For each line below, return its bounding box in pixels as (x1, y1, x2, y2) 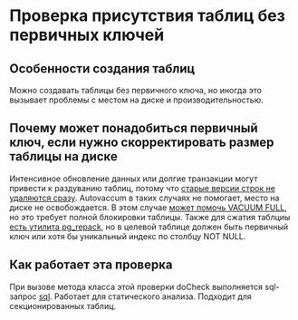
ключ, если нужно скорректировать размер (9, 135, 274, 150)
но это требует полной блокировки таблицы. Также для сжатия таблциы (9, 211, 291, 222)
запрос (9, 291, 37, 302)
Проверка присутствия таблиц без (9, 5, 285, 26)
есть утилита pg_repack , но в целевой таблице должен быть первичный (9, 221, 288, 232)
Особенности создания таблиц (9, 61, 196, 76)
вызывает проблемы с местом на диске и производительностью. (9, 94, 264, 105)
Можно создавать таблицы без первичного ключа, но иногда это (9, 85, 263, 95)
